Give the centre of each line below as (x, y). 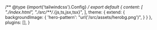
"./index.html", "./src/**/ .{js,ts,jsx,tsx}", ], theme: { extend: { (65, 12)
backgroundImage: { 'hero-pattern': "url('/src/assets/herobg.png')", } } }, (79, 17)
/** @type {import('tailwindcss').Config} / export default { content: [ (74, 7)
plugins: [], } (18, 22)
